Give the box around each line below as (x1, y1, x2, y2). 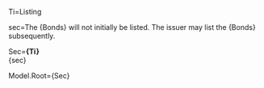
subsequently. (8, 31, 56, 40)
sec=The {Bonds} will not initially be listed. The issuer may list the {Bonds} (8, 23, 256, 31)
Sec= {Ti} (8, 47, 40, 56)
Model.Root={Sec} (8, 71, 70, 80)
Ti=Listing (8, 7, 42, 16)
